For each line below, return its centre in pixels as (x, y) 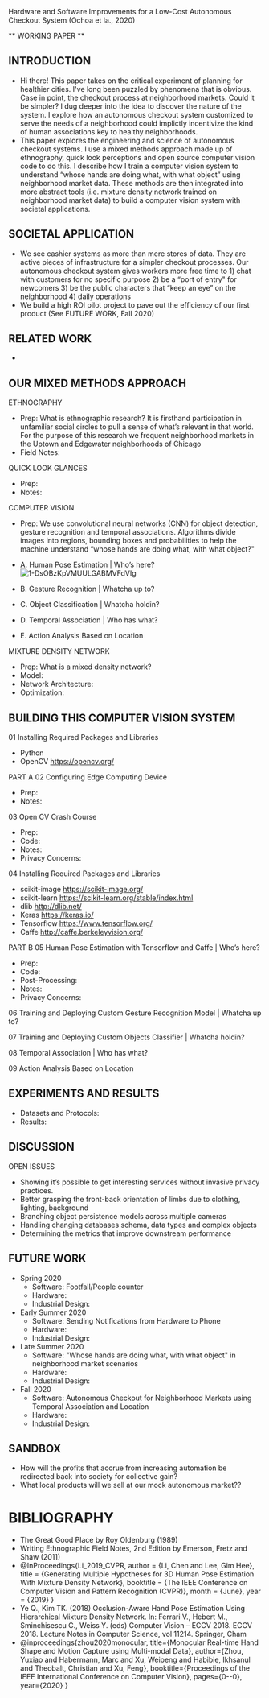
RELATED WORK (50, 339)
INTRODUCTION (50, 61)
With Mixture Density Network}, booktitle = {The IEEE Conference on (134, 1583)
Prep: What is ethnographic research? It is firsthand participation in (131, 419)
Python (32, 753)
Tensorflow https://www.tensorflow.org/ (86, 923)
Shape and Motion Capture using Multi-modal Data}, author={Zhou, (131, 1651)
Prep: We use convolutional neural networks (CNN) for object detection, (139, 523)
